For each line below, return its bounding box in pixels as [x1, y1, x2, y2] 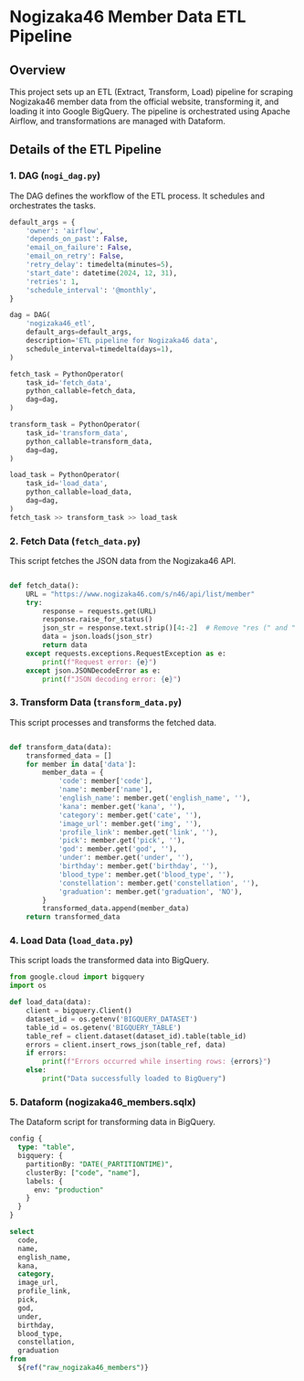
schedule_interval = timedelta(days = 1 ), [26, 345, 173, 354]
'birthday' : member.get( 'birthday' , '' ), [58, 862, 219, 871]
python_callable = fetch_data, [26, 387, 137, 396]
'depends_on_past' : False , [26, 235, 129, 244]
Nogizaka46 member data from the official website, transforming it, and [9, 96, 279, 107]
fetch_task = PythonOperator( [9, 369, 125, 378]
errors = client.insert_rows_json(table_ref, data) [26, 1040, 226, 1049]
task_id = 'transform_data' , [26, 428, 129, 438]
